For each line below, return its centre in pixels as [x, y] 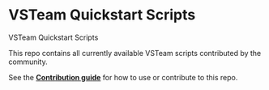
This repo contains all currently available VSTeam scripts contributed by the [135, 53]
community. [28, 62]
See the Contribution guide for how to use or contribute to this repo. [123, 77]
